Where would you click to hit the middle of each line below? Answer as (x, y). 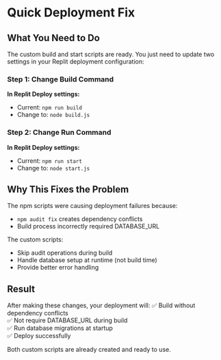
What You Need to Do (54, 38)
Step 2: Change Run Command (59, 133)
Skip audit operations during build (65, 253)
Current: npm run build (49, 107)
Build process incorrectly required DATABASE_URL (88, 227)
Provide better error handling (58, 268)
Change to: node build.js (53, 115)
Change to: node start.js (53, 168)
